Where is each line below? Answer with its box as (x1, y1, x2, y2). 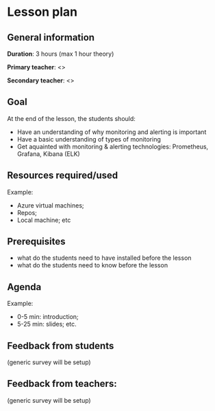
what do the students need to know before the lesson (16, 261, 168, 269)
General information (7, 32, 94, 43)
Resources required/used (7, 170, 118, 181)
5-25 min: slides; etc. (16, 320, 77, 329)
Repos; (16, 208, 38, 216)
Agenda (7, 281, 42, 293)
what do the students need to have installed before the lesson (16, 254, 192, 262)
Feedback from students (7, 340, 114, 351)
